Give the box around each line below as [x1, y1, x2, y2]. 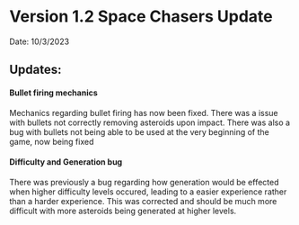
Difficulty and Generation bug [9, 157, 123, 167]
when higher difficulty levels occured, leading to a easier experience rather [9, 186, 287, 197]
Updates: [9, 62, 62, 77]
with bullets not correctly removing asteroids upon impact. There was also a [9, 117, 290, 128]
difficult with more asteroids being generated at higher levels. [9, 205, 237, 216]
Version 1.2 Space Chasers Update [9, 6, 273, 27]
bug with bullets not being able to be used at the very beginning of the [9, 126, 269, 137]
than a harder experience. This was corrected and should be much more [9, 195, 277, 206]
